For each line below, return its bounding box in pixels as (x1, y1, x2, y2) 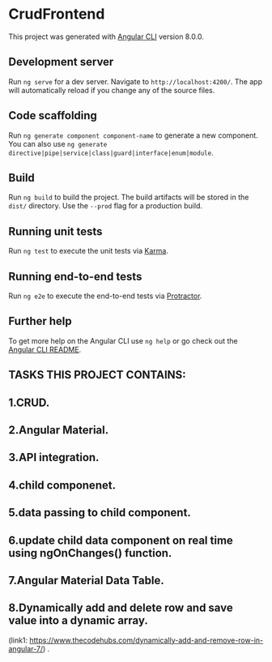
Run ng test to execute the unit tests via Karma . (8, 246, 168, 256)
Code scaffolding (8, 109, 97, 122)
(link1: (8, 635, 28, 645)
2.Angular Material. (8, 423, 109, 437)
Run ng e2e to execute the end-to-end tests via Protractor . (8, 291, 202, 301)
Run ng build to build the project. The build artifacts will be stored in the (8, 192, 249, 203)
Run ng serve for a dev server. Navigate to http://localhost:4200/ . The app (8, 76, 263, 86)
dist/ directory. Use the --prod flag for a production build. (8, 201, 202, 211)
